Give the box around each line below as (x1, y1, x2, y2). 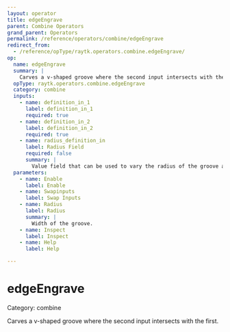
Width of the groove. (31, 220, 94, 227)
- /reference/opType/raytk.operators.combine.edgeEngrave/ (13, 49, 186, 55)
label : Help (25, 246, 60, 253)
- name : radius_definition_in (19, 138, 106, 144)
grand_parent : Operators (7, 29, 78, 36)
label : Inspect (25, 233, 69, 240)
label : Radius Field (25, 144, 84, 151)
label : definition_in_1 (25, 105, 94, 112)
